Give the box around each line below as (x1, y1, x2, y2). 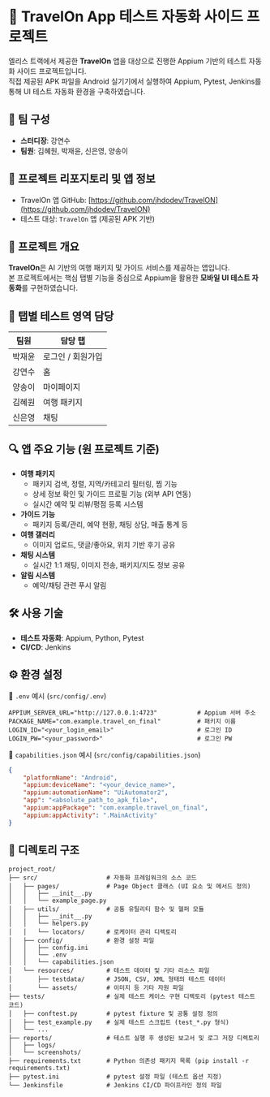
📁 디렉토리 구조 (8, 844, 79, 857)
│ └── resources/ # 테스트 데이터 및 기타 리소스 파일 (8, 967, 210, 975)
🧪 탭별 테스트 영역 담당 (8, 309, 114, 323)
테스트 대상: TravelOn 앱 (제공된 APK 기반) (19, 214, 156, 223)
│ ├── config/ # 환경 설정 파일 (8, 937, 155, 945)
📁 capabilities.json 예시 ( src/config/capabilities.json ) (8, 749, 201, 759)
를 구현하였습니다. (21, 283, 79, 293)
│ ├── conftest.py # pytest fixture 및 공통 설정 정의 (8, 1010, 219, 1018)
